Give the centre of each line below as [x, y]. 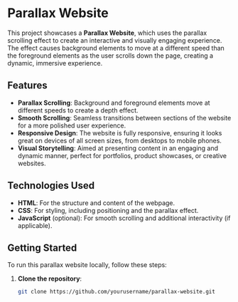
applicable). [35, 225]
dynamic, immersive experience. [55, 63]
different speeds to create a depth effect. [78, 110]
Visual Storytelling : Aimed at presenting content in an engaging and [118, 148]
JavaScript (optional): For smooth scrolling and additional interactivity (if [124, 218]
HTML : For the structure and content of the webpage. [96, 203]
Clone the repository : [50, 278]
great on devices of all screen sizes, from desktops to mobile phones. [120, 140]
